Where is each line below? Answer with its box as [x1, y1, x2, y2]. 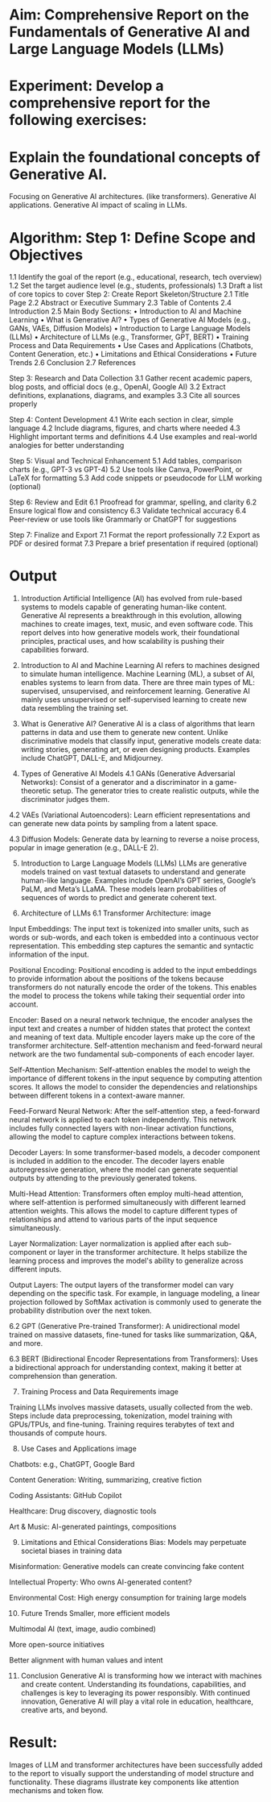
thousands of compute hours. [9, 1428, 108, 1438]
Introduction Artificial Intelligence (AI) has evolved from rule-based [20, 594, 243, 604]
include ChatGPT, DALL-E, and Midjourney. [20, 754, 163, 763]
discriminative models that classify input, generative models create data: [20, 736, 262, 746]
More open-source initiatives [9, 1640, 105, 1650]
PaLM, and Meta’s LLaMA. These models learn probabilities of [20, 884, 227, 894]
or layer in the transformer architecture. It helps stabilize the [48, 1248, 248, 1257]
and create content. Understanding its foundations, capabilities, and [20, 1680, 246, 1689]
